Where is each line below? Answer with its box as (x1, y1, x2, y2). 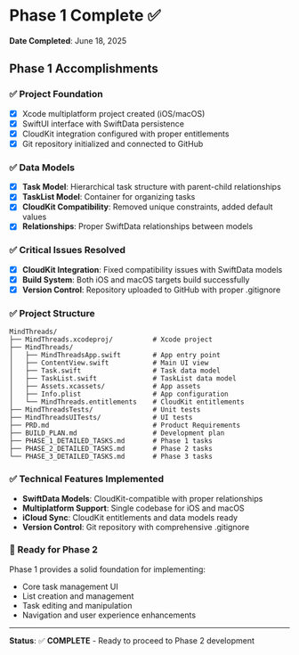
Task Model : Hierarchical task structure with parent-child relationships (21, 182, 282, 192)
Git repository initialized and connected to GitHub (21, 138, 204, 149)
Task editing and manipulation (21, 600, 133, 610)
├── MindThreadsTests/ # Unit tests (9, 405, 201, 414)
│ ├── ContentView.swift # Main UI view (9, 358, 209, 368)
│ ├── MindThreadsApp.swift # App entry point (9, 351, 221, 360)
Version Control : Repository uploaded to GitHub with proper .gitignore (21, 284, 281, 295)
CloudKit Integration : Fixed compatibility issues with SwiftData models (21, 264, 283, 274)
